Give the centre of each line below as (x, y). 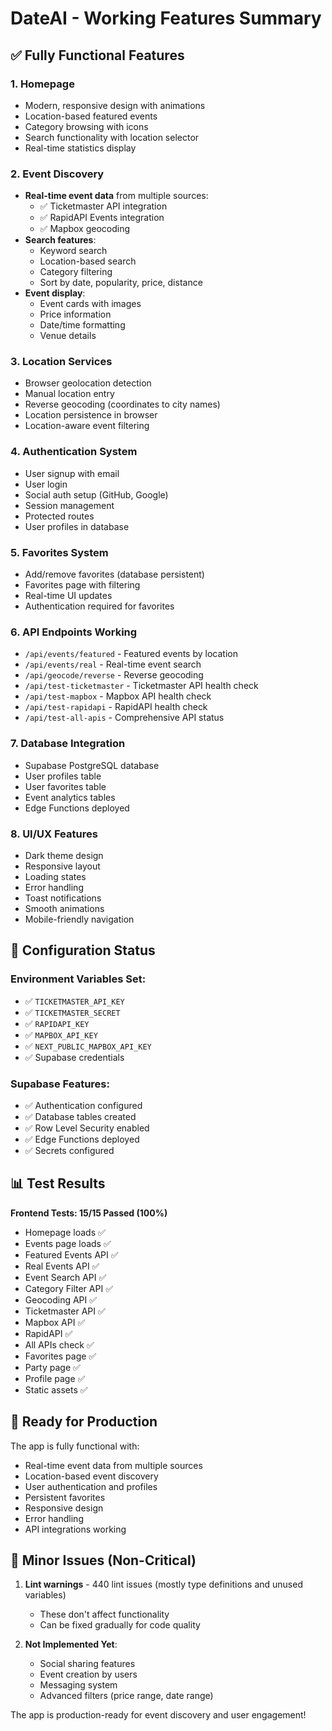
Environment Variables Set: (78, 979)
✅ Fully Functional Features (97, 55)
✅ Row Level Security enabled (87, 1128)
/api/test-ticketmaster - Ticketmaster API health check (141, 686)
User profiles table (63, 776)
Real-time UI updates (68, 596)
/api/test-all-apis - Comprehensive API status (124, 718)
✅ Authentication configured (83, 1105)
